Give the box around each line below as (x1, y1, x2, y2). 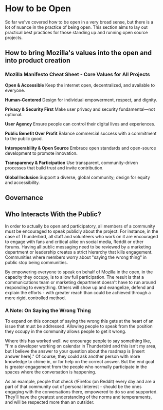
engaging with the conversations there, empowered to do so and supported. (5, 389, 158, 395)
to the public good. (5, 135, 43, 142)
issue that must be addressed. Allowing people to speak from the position (5, 323, 153, 329)
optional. (5, 111, 23, 117)
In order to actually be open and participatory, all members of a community (5, 223, 156, 229)
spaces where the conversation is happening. (5, 369, 96, 375)
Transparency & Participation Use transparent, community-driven (5, 160, 138, 165)
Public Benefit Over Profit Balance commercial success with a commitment (5, 130, 157, 136)
